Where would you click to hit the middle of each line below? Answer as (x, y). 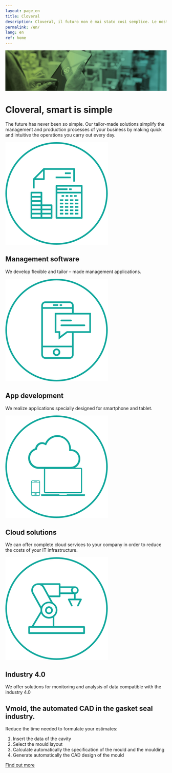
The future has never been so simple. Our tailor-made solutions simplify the (85, 124)
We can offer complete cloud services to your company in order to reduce (83, 545)
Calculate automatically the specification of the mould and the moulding (89, 750)
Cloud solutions (31, 532)
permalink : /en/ (23, 27)
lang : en (15, 33)
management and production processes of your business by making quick (84, 129)
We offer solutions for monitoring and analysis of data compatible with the (83, 687)
